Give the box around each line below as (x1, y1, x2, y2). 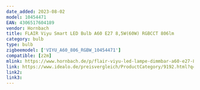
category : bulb (6, 36, 44, 42)
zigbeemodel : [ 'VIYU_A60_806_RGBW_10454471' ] (6, 47, 121, 53)
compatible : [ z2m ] (6, 53, 52, 59)
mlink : (6, 58, 23, 64)
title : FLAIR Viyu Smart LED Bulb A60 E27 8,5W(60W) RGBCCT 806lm (6, 31, 174, 37)
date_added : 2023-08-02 (6, 8, 65, 15)
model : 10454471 (6, 14, 46, 20)
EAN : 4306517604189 (6, 20, 55, 25)
